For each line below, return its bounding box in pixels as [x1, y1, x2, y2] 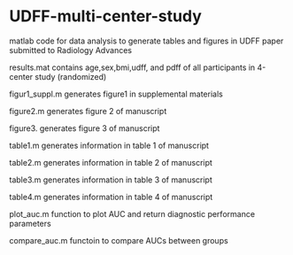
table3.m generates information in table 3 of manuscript [9, 174, 212, 185]
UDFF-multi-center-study [9, 6, 202, 27]
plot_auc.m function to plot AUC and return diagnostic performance [9, 208, 255, 219]
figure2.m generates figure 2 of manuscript [9, 105, 167, 116]
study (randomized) [35, 71, 107, 81]
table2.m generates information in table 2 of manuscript [9, 157, 212, 167]
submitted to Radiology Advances [9, 44, 133, 55]
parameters [9, 218, 51, 228]
